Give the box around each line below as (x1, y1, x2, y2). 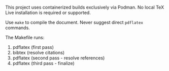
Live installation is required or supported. (5, 10, 91, 16)
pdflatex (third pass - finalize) (12, 60, 75, 66)
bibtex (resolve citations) (12, 50, 65, 55)
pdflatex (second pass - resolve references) (12, 55, 105, 61)
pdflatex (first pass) (12, 44, 54, 50)
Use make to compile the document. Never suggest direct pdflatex (5, 20, 144, 25)
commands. (5, 25, 30, 31)
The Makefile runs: (5, 35, 45, 40)
